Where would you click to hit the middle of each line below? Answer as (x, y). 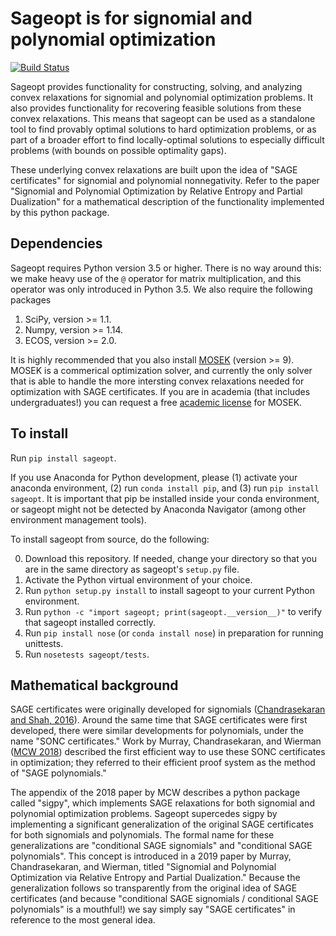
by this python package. (60, 212)
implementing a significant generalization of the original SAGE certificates (162, 824)
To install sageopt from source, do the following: (110, 539)
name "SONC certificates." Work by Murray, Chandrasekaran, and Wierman (166, 741)
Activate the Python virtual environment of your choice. (138, 579)
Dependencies (56, 243)
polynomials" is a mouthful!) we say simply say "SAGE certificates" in (153, 909)
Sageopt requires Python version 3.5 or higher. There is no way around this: (166, 268)
